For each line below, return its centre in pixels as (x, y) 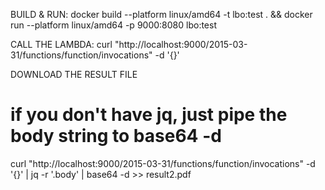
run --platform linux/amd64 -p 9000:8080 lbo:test (113, 25)
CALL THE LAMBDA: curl (61, 44)
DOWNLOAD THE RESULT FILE (74, 74)
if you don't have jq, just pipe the (149, 115)
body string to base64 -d (116, 136)
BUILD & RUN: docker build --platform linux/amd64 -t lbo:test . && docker (161, 14)
